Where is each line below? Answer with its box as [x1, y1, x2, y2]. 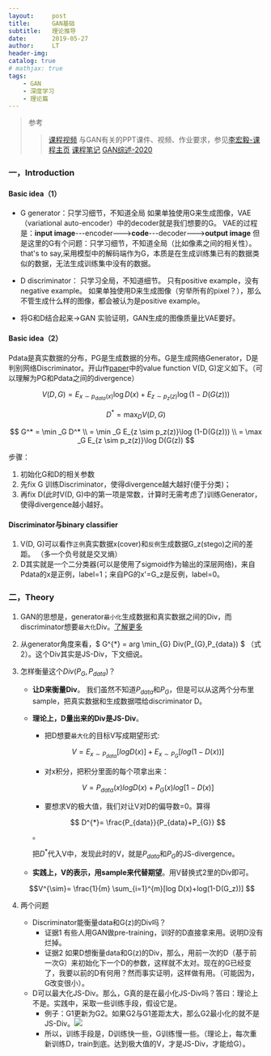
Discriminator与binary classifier [8, 519, 119, 530]
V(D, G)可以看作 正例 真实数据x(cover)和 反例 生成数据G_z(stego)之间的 [19, 539, 247, 549]
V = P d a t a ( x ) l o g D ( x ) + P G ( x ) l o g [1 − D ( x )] [82, 783, 214, 795]
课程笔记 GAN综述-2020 [71, 145, 153, 154]
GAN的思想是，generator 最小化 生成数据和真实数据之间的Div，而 [19, 611, 232, 621]
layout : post [8, 11, 67, 20]
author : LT [8, 42, 60, 50]
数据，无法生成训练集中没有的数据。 [34, 259, 155, 268]
